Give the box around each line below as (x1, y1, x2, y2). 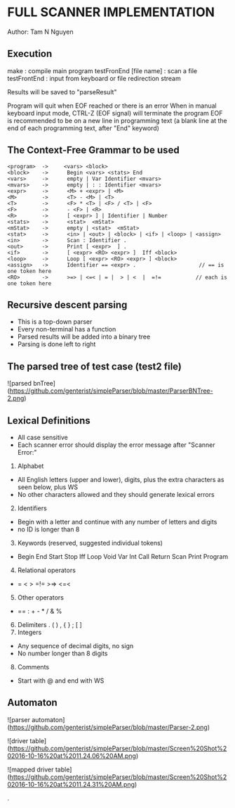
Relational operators (17, 566, 76, 574)
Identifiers (17, 504, 47, 512)
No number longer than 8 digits (17, 649, 108, 657)
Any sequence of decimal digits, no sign (17, 642, 134, 650)
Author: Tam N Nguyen (7, 27, 74, 36)
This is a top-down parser (17, 317, 93, 326)
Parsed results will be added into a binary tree (17, 332, 151, 341)
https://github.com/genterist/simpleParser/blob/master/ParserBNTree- (9, 386, 213, 395)
